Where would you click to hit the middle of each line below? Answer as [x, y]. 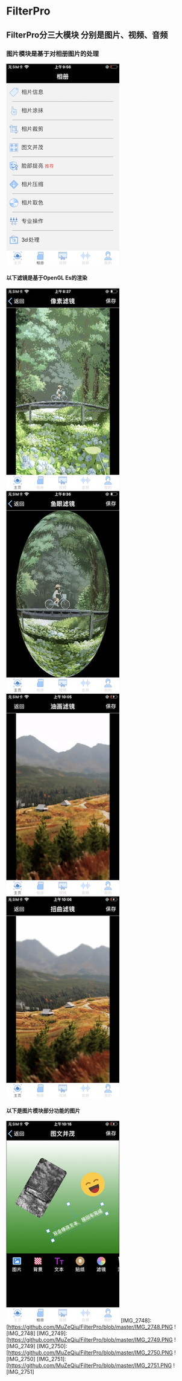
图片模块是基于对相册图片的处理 [53, 54]
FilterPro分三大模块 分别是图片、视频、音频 [87, 35]
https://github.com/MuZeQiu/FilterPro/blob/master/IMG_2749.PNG [90, 1340]
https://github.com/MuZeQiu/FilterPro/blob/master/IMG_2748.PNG [90, 1327]
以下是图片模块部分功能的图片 [43, 1110]
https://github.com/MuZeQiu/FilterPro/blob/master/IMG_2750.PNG [90, 1353]
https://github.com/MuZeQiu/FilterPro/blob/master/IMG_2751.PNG [90, 1365]
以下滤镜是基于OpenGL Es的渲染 [47, 278]
